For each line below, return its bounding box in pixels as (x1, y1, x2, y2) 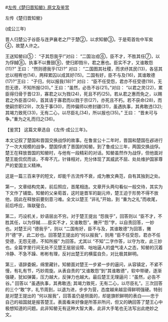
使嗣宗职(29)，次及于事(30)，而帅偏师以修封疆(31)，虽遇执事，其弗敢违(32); (5, 103, 163, 109)
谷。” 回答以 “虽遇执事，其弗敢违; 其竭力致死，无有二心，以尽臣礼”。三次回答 (5, 280, 163, 286)
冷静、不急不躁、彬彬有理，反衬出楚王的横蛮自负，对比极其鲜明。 (5, 251, 141, 257)
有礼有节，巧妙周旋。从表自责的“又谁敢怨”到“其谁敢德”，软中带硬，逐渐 (13, 268, 162, 273)
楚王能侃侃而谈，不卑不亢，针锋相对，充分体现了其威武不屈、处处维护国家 (5, 156, 158, 162)
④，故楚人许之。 (5, 43, 42, 49)
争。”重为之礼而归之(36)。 (5, 116, 57, 122)
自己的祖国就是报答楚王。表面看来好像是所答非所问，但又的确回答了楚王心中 (5, 299, 163, 305)
